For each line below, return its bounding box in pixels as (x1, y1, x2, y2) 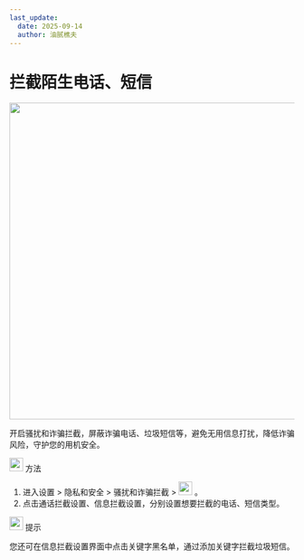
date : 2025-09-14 (17, 22, 83, 31)
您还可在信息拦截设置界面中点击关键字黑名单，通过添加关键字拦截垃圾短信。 (9, 541, 295, 552)
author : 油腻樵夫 (17, 30, 78, 39)
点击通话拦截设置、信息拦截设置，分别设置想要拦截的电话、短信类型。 (22, 498, 285, 509)
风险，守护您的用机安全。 (9, 440, 105, 451)
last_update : (9, 13, 59, 23)
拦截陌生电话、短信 (9, 71, 153, 92)
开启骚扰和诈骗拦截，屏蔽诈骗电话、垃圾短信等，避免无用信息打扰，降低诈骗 (9, 428, 295, 439)
